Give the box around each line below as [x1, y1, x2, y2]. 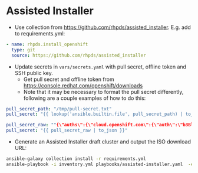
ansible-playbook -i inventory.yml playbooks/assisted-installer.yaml [6, 161, 183, 167]
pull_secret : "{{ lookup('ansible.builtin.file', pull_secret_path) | [6, 111, 183, 117]
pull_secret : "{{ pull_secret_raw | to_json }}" [6, 128, 128, 133]
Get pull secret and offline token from [23, 76, 115, 83]
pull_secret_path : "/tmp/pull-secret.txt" [6, 106, 112, 112]
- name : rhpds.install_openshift [6, 41, 88, 47]
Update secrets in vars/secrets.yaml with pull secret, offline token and [14, 63, 187, 70]
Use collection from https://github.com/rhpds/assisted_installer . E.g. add [14, 24, 192, 31]
